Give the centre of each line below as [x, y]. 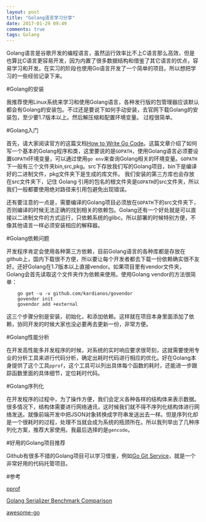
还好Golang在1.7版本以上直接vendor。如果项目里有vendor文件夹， [101, 267]
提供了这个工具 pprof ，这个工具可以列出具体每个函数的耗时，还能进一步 [101, 366]
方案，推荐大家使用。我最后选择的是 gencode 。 [75, 430]
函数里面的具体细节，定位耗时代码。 [57, 373]
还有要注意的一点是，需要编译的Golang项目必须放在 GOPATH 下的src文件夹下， [103, 202]
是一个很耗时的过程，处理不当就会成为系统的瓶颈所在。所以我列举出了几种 [100, 422]
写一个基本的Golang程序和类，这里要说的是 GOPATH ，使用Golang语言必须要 [100, 151]
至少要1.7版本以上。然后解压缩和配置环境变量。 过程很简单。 [99, 118]
